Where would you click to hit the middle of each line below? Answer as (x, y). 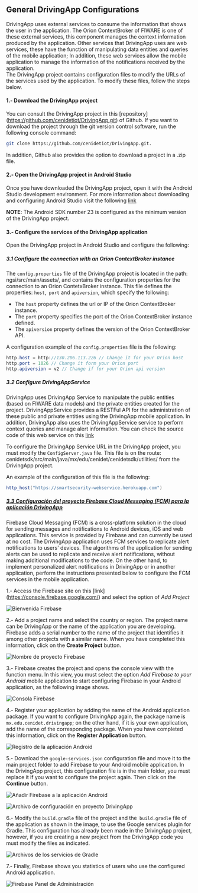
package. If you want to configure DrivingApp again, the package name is (96, 716)
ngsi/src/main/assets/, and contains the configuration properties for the (93, 280)
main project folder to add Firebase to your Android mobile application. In (95, 764)
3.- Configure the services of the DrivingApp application (77, 232)
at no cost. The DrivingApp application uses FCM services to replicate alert (98, 541)
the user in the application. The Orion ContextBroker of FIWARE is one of (95, 30)
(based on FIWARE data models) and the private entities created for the (93, 403)
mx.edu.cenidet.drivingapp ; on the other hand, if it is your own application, (98, 722)
